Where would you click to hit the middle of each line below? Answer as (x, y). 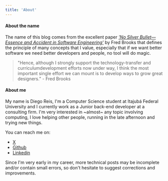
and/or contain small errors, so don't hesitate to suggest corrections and (80, 168)
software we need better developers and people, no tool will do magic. (78, 53)
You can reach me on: (28, 132)
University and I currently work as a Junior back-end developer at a (75, 107)
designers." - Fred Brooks (44, 79)
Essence (14, 42)
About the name (22, 26)
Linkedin (21, 153)
